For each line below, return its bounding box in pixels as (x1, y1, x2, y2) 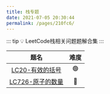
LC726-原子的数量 (9, 78, 64, 86)
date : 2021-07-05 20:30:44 (6, 15, 75, 21)
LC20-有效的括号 (11, 65, 62, 74)
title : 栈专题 (6, 8, 40, 15)
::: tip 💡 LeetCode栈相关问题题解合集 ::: (6, 38, 105, 45)
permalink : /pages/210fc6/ (6, 20, 75, 26)
